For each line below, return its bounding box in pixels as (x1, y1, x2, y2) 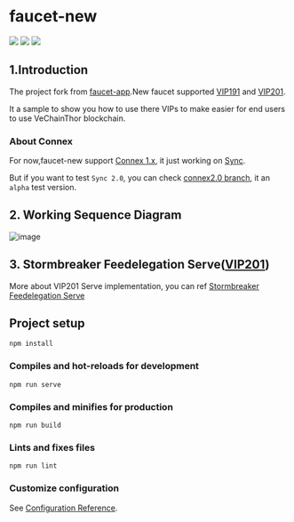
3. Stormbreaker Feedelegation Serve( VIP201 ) (9, 257, 270, 272)
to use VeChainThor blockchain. (9, 113, 126, 124)
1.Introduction (9, 62, 89, 77)
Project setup (9, 316, 86, 331)
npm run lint (9, 462, 58, 470)
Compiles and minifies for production (9, 400, 173, 413)
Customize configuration (9, 482, 120, 494)
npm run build (9, 421, 62, 430)
